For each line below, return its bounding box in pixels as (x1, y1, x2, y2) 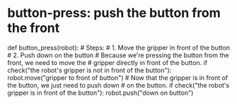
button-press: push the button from (7, 5, 221, 21)
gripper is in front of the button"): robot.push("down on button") (7, 88, 194, 97)
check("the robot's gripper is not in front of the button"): (7, 66, 172, 74)
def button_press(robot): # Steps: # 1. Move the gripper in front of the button (7, 43, 231, 52)
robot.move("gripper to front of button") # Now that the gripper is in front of (7, 73, 229, 82)
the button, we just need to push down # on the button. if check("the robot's (7, 81, 230, 89)
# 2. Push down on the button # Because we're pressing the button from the (7, 51, 229, 59)
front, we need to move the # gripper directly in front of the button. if (7, 58, 207, 67)
